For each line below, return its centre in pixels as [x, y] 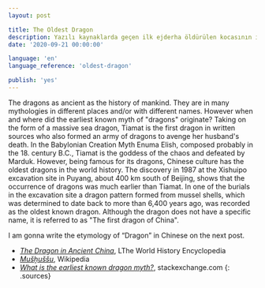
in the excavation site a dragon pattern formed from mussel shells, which [127, 195]
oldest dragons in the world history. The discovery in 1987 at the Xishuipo [127, 170]
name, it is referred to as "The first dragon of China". [93, 220]
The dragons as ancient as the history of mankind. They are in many [119, 103]
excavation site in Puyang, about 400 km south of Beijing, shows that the [127, 178]
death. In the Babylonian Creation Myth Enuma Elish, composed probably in [131, 144]
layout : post [30, 15]
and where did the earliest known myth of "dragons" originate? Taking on [127, 119]
